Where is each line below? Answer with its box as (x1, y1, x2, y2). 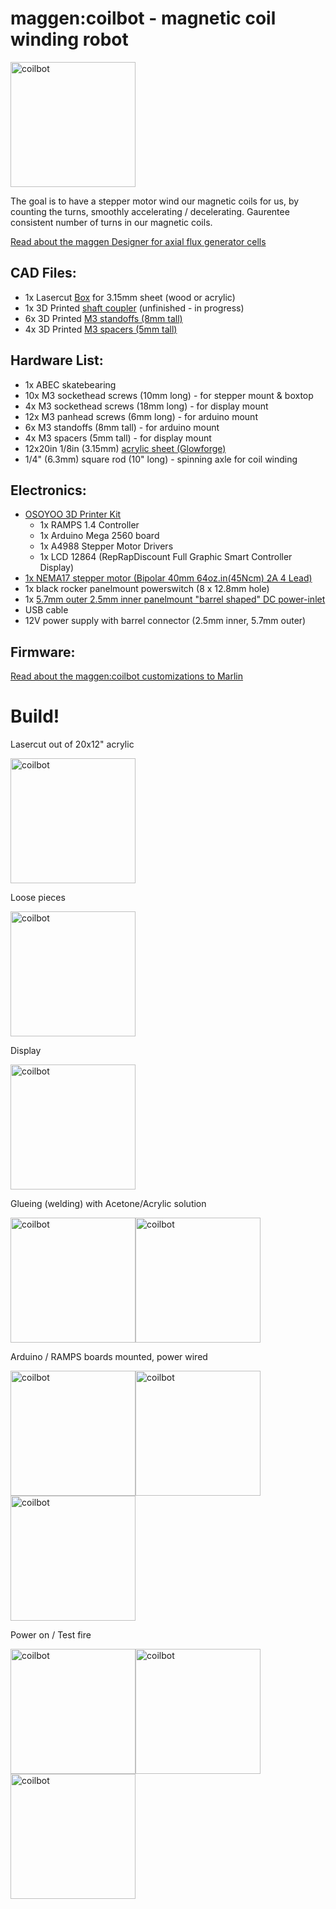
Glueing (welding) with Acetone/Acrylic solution (10, 1198, 207, 1210)
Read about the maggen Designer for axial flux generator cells (10, 235, 267, 247)
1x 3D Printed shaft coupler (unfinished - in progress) (24, 302, 245, 314)
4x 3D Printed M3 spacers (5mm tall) (24, 323, 178, 335)
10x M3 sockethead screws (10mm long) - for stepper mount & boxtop (24, 389, 314, 401)
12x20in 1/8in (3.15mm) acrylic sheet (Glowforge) (24, 442, 227, 454)
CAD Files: (10, 265, 77, 282)
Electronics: (10, 482, 87, 499)
